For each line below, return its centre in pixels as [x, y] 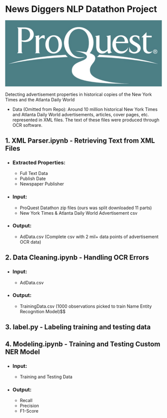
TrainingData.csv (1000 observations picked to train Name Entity [86, 306]
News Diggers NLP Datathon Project [81, 9]
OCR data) [30, 242]
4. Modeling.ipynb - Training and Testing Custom [83, 344]
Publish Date [33, 179]
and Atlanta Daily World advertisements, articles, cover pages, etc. [81, 114]
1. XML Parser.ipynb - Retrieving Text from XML [80, 140]
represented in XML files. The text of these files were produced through [86, 120]
